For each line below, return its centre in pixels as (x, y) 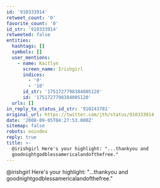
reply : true (21, 137)
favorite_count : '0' (33, 23)
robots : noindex (27, 132)
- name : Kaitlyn (38, 63)
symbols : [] (27, 52)
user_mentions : (31, 58)
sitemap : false (26, 126)
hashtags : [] (28, 47)
